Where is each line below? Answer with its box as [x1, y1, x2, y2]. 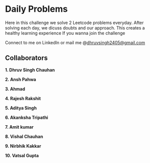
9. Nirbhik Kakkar [5, 143, 42, 149]
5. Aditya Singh [5, 105, 37, 111]
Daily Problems [5, 3, 68, 15]
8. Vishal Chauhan [5, 134, 43, 139]
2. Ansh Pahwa [5, 76, 37, 82]
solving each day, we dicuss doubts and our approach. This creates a [5, 25, 145, 30]
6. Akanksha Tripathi [5, 114, 48, 120]
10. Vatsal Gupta [5, 152, 39, 158]
